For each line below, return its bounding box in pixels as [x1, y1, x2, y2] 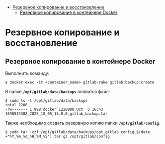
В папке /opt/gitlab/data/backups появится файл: [5, 89, 110, 94]
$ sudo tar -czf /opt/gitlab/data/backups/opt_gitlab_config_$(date [5, 130, 150, 135]
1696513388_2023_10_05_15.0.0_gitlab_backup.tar [5, 111, 108, 116]
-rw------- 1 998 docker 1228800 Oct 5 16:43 [5, 107, 103, 112]
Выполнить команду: [5, 71, 50, 76]
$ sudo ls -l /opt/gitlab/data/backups [5, 98, 88, 103]
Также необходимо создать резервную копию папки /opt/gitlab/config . [5, 120, 161, 126]
